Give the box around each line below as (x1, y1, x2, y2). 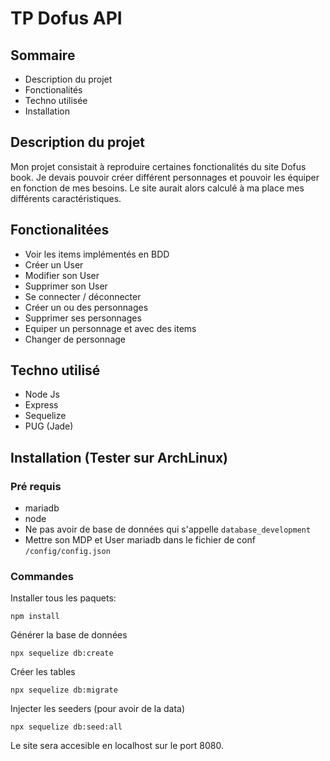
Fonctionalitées (10, 222, 110, 239)
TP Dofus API (10, 7, 123, 30)
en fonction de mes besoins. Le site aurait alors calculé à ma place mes (10, 182, 305, 194)
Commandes (10, 570, 74, 584)
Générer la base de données (10, 629, 128, 641)
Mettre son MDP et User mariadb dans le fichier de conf (24, 534, 256, 546)
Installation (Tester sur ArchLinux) (10, 449, 228, 466)
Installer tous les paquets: (10, 592, 117, 604)
